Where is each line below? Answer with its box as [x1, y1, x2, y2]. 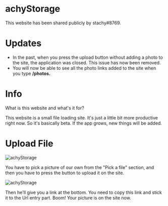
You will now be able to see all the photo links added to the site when [12, 65, 156, 71]
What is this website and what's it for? [5, 105, 84, 111]
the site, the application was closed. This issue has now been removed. [12, 59, 161, 66]
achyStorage [5, 3, 61, 15]
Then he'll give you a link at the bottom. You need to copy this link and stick [5, 189, 162, 195]
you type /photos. [12, 70, 51, 76]
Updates [5, 37, 42, 49]
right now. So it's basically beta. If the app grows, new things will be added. [5, 120, 162, 126]
